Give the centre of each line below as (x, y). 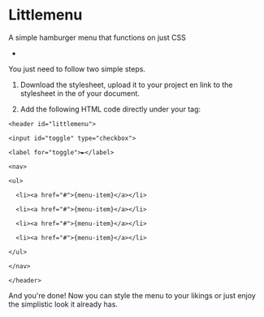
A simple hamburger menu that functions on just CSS (97, 37)
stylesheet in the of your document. (80, 93)
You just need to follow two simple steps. (77, 69)
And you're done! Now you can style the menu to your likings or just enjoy (132, 295)
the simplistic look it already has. (63, 304)
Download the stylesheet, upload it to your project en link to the (126, 85)
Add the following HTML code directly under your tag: (110, 109)
